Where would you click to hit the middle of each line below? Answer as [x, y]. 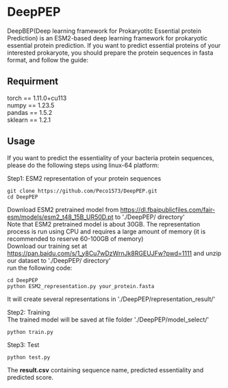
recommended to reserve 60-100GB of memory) [75, 238]
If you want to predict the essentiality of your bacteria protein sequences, [111, 157]
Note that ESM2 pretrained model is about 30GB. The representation [104, 224]
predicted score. [30, 377]
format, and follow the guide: [48, 60]
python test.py [29, 357]
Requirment [33, 82]
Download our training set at [47, 246]
